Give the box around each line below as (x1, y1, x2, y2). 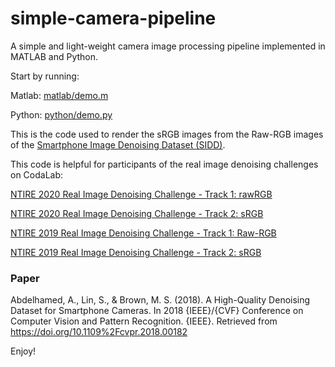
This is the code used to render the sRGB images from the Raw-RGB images (10, 128, 324, 140)
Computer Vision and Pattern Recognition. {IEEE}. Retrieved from (10, 315, 278, 327)
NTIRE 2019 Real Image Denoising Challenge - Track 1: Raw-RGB (10, 227, 277, 239)
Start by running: (10, 70, 80, 82)
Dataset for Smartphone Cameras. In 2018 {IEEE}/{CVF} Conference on (10, 305, 304, 317)
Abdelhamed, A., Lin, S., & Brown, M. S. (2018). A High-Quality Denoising (10, 294, 311, 306)
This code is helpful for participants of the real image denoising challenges (10, 158, 319, 170)
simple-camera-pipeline (10, 7, 217, 30)
